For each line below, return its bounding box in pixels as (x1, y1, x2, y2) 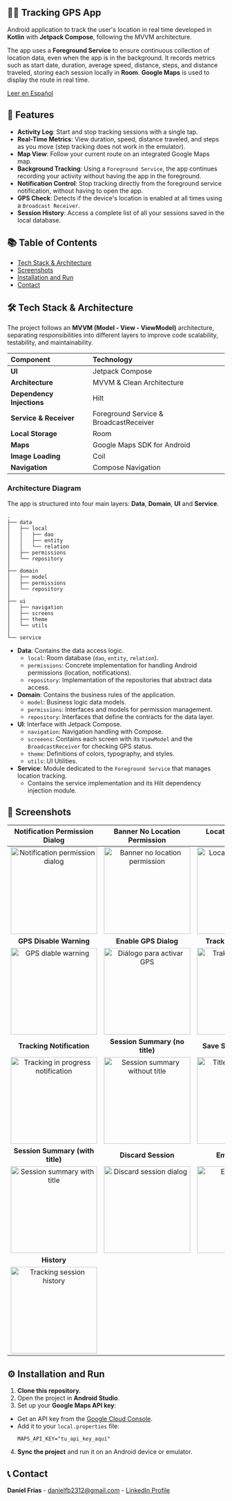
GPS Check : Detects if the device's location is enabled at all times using (17, 193, 222, 202)
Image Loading (10, 451, 61, 461)
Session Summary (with (13, 1146, 95, 1156)
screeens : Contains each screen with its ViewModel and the (27, 734, 193, 743)
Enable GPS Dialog (116, 937, 178, 946)
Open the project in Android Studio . (17, 1394, 120, 1403)
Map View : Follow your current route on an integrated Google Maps (17, 150, 210, 158)
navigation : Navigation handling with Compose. (27, 727, 164, 736)
